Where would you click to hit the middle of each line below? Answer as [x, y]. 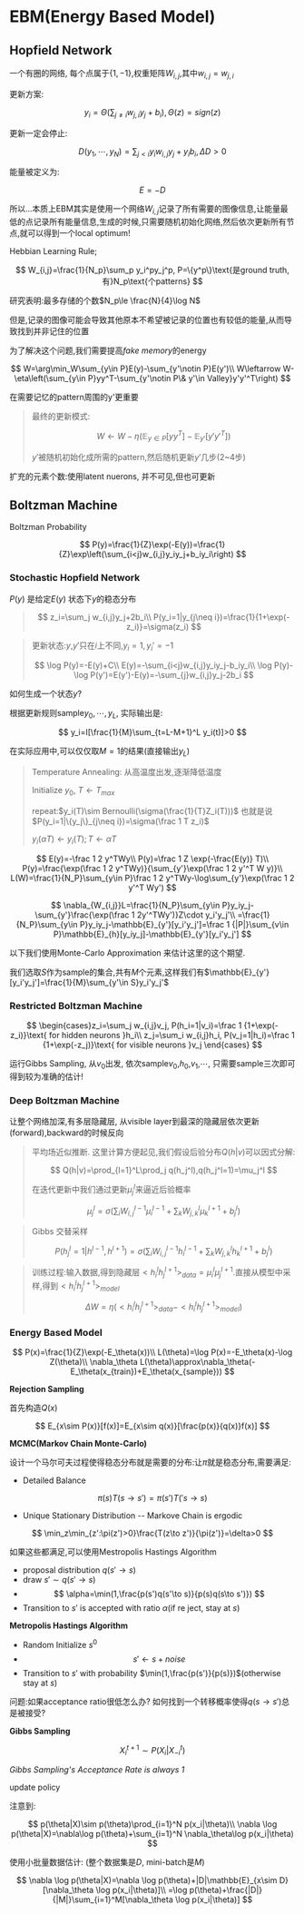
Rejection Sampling [47, 1389]
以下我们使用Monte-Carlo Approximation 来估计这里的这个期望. [127, 952]
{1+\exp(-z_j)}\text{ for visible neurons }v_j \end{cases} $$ [152, 1045]
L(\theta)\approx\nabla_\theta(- [197, 1362]
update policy [35, 1787]
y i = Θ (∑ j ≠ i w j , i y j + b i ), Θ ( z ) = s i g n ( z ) [152, 113]
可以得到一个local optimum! [79, 233]
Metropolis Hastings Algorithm [69, 1625]
